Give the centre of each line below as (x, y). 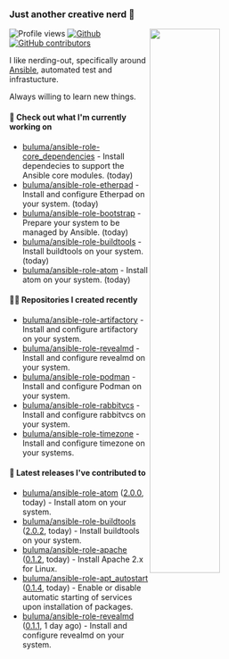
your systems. (48, 452)
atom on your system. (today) (76, 279)
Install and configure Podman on (82, 386)
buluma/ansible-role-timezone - (81, 433)
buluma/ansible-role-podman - (79, 376)
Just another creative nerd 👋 (72, 14)
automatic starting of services (77, 596)
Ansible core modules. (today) (78, 175)
